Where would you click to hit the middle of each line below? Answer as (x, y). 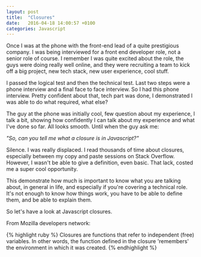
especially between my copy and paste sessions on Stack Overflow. (91, 156)
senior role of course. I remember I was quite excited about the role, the (95, 58)
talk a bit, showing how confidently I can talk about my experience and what (100, 120)
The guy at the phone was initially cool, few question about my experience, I (101, 114)
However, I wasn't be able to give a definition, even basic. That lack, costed (100, 163)
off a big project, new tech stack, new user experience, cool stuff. (88, 71)
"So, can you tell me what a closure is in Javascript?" (73, 138)
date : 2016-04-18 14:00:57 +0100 (51, 23)
